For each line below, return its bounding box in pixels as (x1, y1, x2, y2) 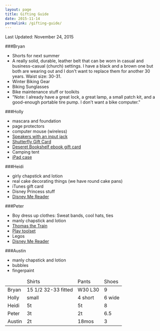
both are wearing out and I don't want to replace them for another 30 (12, 69, 150, 74)
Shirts (26, 278, 40, 285)
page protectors (12, 123, 45, 129)
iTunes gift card (12, 183, 44, 190)
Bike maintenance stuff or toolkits (12, 89, 79, 95)
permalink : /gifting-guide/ (5, 20, 62, 26)
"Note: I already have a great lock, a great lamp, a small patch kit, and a (12, 94, 156, 100)
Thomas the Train (12, 223, 48, 229)
